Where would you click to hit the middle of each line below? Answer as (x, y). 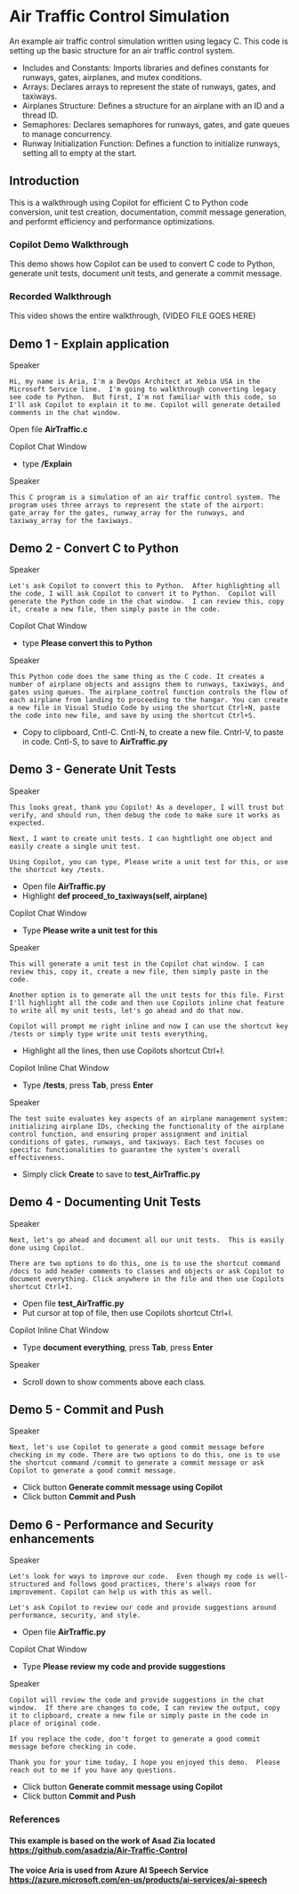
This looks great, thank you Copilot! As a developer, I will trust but (147, 807)
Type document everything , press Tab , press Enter (117, 1347)
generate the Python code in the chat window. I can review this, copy (147, 601)
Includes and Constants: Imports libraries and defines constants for (145, 68)
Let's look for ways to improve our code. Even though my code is (137, 1577)
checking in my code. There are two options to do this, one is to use (145, 1455)
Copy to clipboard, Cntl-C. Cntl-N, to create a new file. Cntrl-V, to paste (153, 731)
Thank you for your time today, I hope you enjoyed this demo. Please (145, 1763)
